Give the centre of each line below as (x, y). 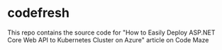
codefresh (38, 13)
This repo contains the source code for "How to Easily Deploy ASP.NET (111, 32)
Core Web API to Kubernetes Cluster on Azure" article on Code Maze (108, 39)
